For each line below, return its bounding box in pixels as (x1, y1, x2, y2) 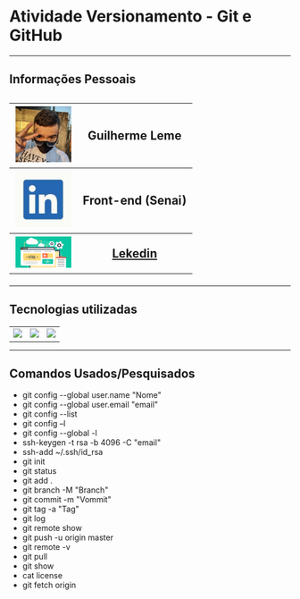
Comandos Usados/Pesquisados (9, 366, 196, 381)
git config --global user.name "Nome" (21, 390, 162, 401)
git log (21, 513, 46, 524)
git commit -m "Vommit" (21, 494, 112, 505)
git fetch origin (21, 579, 77, 591)
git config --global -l (21, 427, 98, 439)
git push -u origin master (21, 532, 114, 543)
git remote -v (21, 542, 71, 553)
